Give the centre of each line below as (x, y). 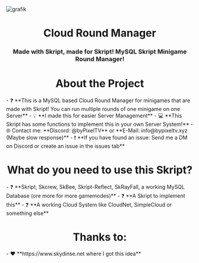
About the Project (100, 84)
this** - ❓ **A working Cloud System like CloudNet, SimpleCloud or (89, 204)
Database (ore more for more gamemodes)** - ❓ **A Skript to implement (96, 195)
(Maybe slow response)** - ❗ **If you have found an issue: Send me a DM (97, 138)
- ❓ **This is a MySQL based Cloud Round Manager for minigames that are (98, 100)
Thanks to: (100, 237)
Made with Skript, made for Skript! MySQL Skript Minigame (100, 52)
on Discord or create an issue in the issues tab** (65, 146)
